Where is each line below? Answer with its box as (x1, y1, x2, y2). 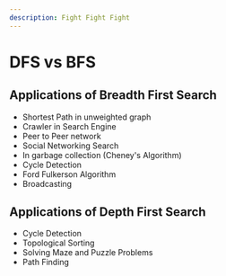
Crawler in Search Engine (22, 120, 117, 131)
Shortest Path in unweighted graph (22, 111, 152, 122)
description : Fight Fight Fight (9, 13, 130, 22)
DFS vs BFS (9, 51, 97, 72)
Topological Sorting (22, 237, 95, 248)
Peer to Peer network (22, 130, 101, 141)
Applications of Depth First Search (9, 204, 206, 220)
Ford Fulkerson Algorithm (22, 168, 117, 180)
